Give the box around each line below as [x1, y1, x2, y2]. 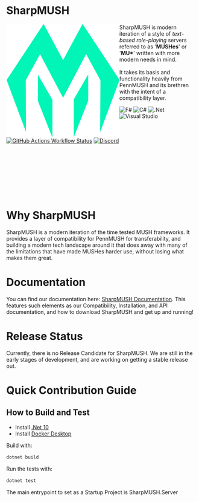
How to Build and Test [6, 408, 90, 418]
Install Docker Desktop [14, 430, 72, 437]
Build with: [6, 442, 33, 449]
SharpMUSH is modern [119, 24, 177, 31]
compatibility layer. [119, 94, 166, 102]
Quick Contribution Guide [6, 383, 137, 397]
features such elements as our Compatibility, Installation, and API [6, 302, 168, 309]
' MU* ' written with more [119, 49, 180, 56]
